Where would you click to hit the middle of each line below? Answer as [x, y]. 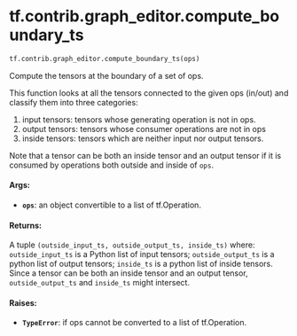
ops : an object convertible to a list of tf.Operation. [112, 205]
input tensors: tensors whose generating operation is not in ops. [139, 119]
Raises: [23, 302]
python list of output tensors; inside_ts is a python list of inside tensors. [141, 264]
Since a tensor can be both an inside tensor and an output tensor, [129, 273]
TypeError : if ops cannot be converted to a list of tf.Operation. [134, 323]
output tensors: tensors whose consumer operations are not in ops [144, 129]
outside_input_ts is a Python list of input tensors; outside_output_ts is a [142, 254]
